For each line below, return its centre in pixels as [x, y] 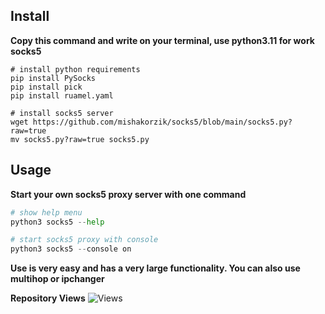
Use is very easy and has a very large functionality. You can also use [155, 268]
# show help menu [46, 212]
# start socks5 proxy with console [84, 240]
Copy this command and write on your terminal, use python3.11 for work [162, 40]
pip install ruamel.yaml [62, 95]
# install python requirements [75, 69]
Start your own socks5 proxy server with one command [128, 194]
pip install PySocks [53, 78]
